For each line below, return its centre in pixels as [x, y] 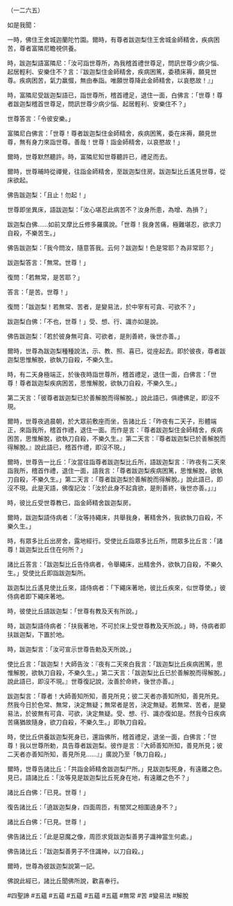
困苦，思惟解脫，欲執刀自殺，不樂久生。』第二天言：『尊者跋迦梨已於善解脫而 [116, 438]
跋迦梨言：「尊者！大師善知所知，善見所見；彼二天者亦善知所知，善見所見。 [115, 696]
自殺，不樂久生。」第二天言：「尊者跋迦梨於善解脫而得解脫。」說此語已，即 [118, 479]
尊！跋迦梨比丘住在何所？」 [47, 549]
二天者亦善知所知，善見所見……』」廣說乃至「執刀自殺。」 [88, 754]
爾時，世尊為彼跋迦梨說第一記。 [53, 866]
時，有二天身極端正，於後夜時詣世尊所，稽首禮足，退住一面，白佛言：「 [109, 374]
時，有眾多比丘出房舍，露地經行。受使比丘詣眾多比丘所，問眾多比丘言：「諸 [115, 541]
